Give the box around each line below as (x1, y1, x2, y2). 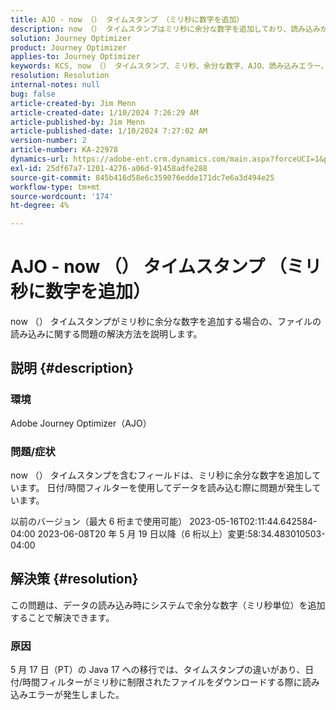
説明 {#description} (10, 360, 135, 377)
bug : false (10, 89, 56, 99)
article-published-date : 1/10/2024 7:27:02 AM (10, 126, 208, 136)
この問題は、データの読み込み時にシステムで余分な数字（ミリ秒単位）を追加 (10, 599, 326, 611)
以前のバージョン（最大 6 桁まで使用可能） (10, 516, 188, 528)
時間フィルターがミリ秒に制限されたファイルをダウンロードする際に (22, 676, 303, 688)
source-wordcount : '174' (10, 191, 114, 201)
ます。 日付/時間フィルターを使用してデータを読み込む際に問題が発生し (18, 482, 313, 494)
